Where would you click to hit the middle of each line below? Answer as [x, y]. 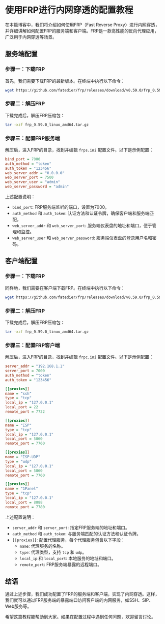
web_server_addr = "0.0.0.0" [35, 173]
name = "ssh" [18, 393]
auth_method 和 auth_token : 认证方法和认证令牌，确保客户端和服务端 [81, 213]
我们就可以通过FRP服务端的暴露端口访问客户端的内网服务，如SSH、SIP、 [79, 600]
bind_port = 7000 [23, 159]
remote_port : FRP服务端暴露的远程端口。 [61, 564]
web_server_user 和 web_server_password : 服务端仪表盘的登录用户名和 [82, 238]
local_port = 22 [22, 407]
